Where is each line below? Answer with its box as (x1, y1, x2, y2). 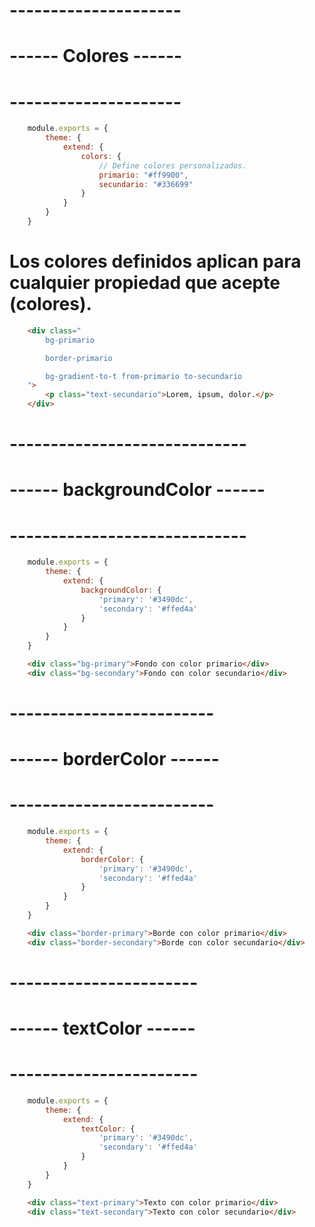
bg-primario (45, 335, 96, 345)
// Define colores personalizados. (98, 160, 247, 171)
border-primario (45, 353, 113, 363)
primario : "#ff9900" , (98, 170, 189, 180)
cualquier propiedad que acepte (9, 272, 281, 294)
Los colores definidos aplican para (9, 250, 302, 273)
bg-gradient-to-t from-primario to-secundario (45, 371, 243, 381)
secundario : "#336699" (98, 179, 194, 189)
